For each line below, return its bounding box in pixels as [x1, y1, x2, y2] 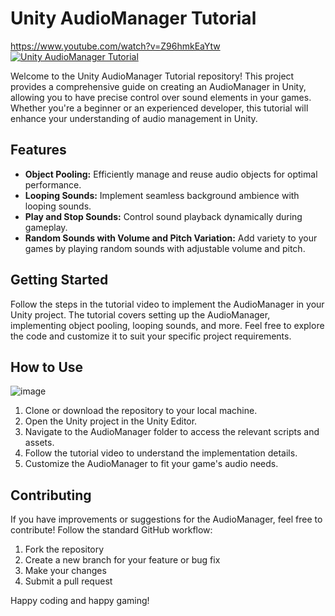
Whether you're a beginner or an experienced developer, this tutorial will [10, 102, 309, 114]
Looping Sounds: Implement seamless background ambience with [24, 189, 300, 201]
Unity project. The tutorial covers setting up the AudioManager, [10, 308, 271, 321]
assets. [24, 437, 55, 449]
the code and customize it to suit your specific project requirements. [10, 330, 292, 342]
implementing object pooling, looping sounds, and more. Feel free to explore [10, 319, 325, 331]
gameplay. [24, 221, 68, 233]
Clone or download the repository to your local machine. [24, 405, 258, 417]
